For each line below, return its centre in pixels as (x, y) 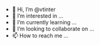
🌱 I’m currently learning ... (44, 22)
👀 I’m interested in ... (38, 16)
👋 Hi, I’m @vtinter (34, 9)
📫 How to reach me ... (40, 36)
